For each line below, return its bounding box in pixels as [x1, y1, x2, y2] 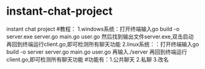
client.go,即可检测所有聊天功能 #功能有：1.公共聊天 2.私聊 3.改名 [6, 56, 170, 63]
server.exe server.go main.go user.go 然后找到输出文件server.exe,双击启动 [6, 32, 194, 40]
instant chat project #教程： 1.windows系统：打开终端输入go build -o [6, 25, 180, 32]
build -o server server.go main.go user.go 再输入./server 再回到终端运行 [6, 48, 188, 56]
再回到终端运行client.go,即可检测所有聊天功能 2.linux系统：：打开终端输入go [6, 40, 199, 48]
